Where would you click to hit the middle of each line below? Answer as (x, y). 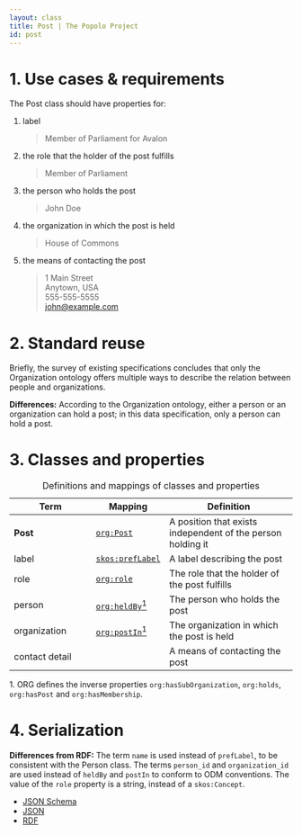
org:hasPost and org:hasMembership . (76, 695)
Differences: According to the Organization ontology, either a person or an (147, 405)
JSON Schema (49, 802)
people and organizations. (58, 387)
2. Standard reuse (77, 343)
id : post (26, 34)
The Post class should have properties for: (88, 103)
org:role (114, 579)
